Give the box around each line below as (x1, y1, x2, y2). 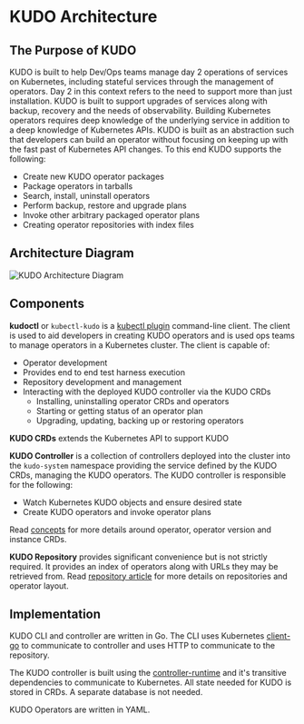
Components (9, 296, 84, 312)
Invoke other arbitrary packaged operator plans (22, 210, 201, 220)
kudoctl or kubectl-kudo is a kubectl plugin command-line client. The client (9, 320, 290, 331)
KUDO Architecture (9, 6, 158, 27)
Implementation (9, 607, 102, 622)
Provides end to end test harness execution (22, 366, 186, 378)
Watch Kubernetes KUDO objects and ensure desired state (22, 497, 242, 508)
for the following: (9, 479, 74, 490)
